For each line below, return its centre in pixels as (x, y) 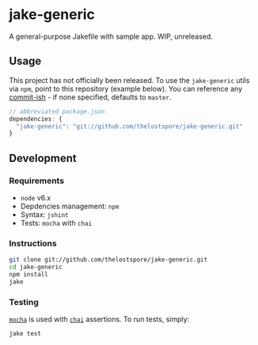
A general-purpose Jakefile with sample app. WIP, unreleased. (111, 36)
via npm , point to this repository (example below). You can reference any (126, 88)
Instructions (33, 243)
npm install (28, 274)
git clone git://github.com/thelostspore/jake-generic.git (108, 260)
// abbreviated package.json (57, 111)
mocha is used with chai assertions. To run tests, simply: (99, 319)
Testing (24, 302)
